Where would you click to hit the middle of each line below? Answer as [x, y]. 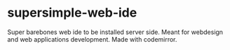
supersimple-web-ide [72, 13]
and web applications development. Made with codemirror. [92, 39]
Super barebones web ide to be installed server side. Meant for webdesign [115, 32]
